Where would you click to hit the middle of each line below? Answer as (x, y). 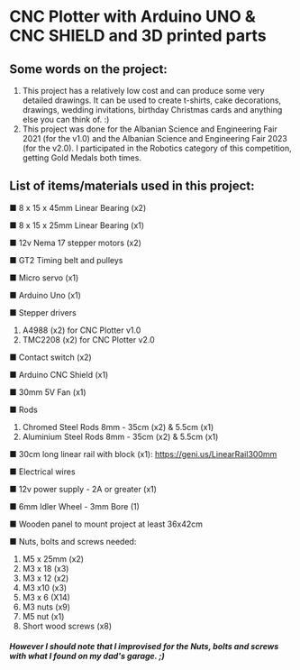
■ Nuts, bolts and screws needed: (73, 541)
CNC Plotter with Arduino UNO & (133, 17)
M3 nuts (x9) (46, 607)
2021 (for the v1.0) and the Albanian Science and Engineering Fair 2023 (155, 138)
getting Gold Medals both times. (82, 158)
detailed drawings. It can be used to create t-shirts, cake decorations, (152, 100)
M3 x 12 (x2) (45, 578)
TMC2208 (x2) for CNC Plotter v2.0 (88, 339)
